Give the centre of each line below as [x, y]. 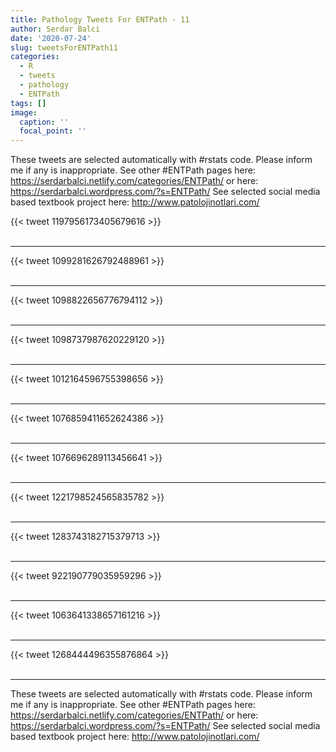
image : [24, 112]
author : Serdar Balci [55, 29]
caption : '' [44, 122]
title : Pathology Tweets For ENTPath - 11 [100, 19]
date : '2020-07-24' [51, 38]
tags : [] [28, 103]
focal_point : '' [53, 131]
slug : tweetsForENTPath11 [64, 47]
